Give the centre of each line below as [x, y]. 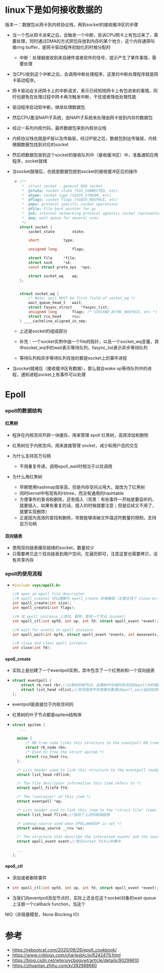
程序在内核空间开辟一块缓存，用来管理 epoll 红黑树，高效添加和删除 [80, 435]
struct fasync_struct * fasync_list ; [69, 307]
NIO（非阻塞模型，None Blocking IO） [43, 914]
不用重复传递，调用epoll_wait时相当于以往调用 [66, 466]
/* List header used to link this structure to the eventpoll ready [88, 770]
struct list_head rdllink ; [44, 775]
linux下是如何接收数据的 [54, 10]
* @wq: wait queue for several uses [60, 218]
